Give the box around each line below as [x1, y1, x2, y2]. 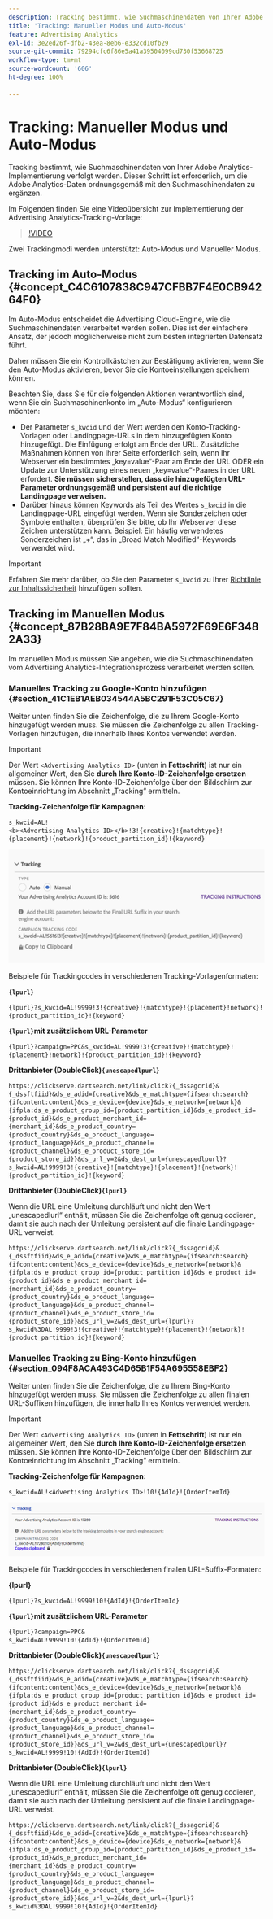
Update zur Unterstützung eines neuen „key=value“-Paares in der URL [19, 465, 256, 475]
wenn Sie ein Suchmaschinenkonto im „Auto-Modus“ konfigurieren [8, 398, 232, 408]
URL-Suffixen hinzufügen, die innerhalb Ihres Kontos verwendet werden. [8, 1398, 251, 1408]
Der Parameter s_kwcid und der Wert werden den [19, 422, 185, 432]
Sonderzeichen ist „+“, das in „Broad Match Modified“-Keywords [19, 534, 236, 544]
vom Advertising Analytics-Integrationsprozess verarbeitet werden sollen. [8, 663, 255, 673]
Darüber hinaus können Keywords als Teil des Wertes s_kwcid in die [19, 500, 247, 510]
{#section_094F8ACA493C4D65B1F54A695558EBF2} [8, 1363, 229, 1374]
